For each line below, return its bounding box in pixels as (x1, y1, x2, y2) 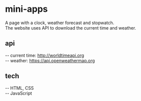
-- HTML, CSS (5, 85, 34, 91)
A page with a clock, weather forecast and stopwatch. (5, 20, 114, 26)
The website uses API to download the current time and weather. (5, 25, 137, 31)
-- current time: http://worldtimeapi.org (5, 52, 85, 58)
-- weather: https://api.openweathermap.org (5, 58, 95, 64)
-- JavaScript (5, 90, 32, 96)
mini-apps (5, 3, 48, 15)
